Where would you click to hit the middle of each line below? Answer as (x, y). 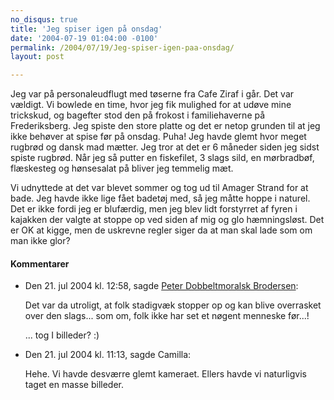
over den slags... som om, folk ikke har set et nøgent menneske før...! (167, 316)
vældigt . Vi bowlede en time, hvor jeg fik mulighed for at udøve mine (151, 105)
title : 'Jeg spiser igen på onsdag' (86, 29)
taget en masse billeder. (74, 385)
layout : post (37, 57)
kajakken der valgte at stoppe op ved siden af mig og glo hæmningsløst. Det (167, 220)
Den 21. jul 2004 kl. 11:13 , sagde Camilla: (108, 355)
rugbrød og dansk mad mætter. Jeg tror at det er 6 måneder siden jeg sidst (165, 147)
